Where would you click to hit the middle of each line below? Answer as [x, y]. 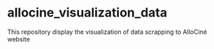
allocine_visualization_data [87, 13]
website [19, 39]
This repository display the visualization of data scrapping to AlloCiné [107, 32]
